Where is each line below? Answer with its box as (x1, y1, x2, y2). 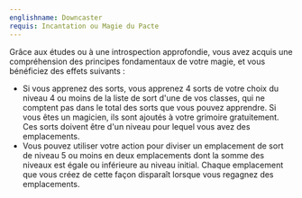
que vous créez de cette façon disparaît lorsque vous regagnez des (22, 168, 274, 180)
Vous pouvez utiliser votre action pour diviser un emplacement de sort (22, 140, 284, 151)
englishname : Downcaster (9, 13, 103, 22)
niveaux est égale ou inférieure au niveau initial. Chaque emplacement (22, 159, 284, 170)
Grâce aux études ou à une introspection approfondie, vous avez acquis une (9, 46, 293, 57)
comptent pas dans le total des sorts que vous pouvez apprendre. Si (22, 102, 277, 112)
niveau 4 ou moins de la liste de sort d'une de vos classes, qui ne (22, 92, 266, 103)
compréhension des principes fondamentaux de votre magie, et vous (9, 56, 266, 67)
